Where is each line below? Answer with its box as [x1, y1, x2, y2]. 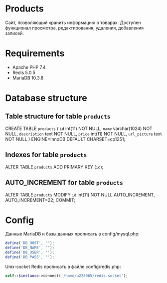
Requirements [5, 48, 65, 59]
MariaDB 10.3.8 [12, 74, 44, 80]
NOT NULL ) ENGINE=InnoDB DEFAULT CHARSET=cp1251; [5, 136, 126, 142]
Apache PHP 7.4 [12, 64, 46, 70]
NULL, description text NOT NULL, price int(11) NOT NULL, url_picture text [5, 130, 162, 136]
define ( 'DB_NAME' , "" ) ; [5, 245, 55, 250]
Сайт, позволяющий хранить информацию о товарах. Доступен [5, 19, 141, 25]
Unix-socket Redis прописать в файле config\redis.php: [5, 263, 121, 269]
